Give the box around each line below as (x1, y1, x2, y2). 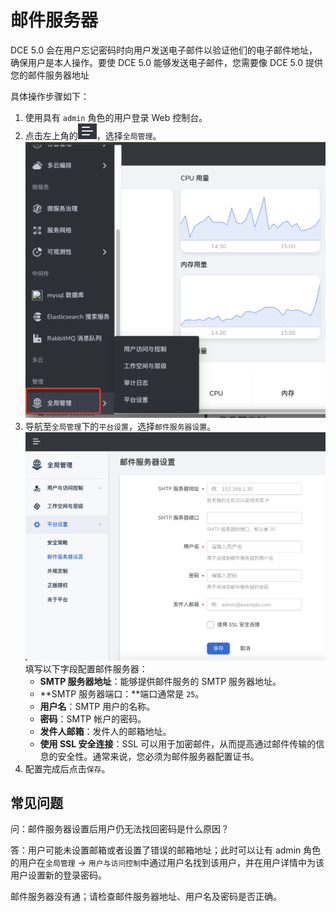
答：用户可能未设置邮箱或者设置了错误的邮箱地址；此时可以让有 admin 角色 (10, 844, 322, 856)
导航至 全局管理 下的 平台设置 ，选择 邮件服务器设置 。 (24, 421, 217, 433)
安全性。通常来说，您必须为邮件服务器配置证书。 (57, 750, 260, 762)
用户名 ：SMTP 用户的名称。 (39, 700, 156, 712)
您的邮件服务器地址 (10, 69, 90, 81)
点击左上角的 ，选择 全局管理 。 (24, 129, 162, 141)
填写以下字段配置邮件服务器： (24, 662, 148, 675)
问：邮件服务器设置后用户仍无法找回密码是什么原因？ (10, 823, 230, 835)
